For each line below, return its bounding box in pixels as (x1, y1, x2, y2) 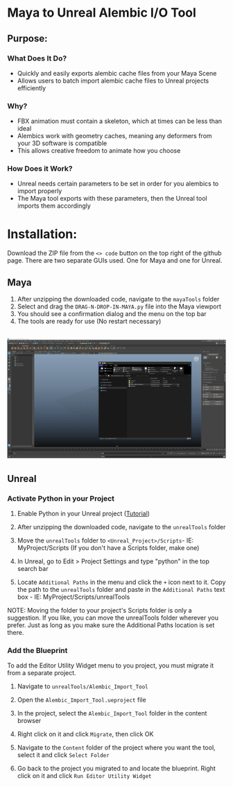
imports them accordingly (17, 201, 92, 210)
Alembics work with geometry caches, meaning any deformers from (17, 132, 213, 140)
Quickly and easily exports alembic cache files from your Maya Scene (17, 69, 217, 77)
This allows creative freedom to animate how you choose (17, 147, 181, 155)
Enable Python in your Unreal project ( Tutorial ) (17, 509, 150, 517)
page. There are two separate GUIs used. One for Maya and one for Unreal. (7, 256, 223, 265)
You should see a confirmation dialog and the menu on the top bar (17, 310, 207, 318)
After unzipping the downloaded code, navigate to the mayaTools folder (17, 295, 220, 304)
